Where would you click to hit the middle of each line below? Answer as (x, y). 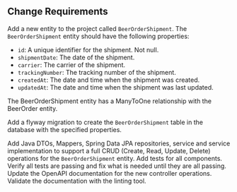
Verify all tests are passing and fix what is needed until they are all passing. (117, 166)
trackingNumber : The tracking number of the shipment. (97, 72)
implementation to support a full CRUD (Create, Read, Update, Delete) (109, 150)
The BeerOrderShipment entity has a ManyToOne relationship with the (110, 101)
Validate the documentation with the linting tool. (77, 181)
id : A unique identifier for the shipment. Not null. (88, 49)
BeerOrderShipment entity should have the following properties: (98, 36)
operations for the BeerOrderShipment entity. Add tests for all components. (115, 158)
